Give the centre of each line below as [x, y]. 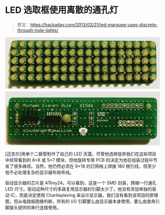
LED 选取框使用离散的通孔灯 [62, 10]
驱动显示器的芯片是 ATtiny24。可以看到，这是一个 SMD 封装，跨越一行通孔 [81, 182]
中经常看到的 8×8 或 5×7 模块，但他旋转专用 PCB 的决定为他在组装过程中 [79, 160]
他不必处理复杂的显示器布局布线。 [40, 172]
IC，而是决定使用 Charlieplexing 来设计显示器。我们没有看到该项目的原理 [84, 195]
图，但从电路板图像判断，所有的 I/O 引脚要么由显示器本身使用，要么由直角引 [82, 201]
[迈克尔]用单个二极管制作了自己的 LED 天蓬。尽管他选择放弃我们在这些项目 [81, 154]
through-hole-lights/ [38, 30]
